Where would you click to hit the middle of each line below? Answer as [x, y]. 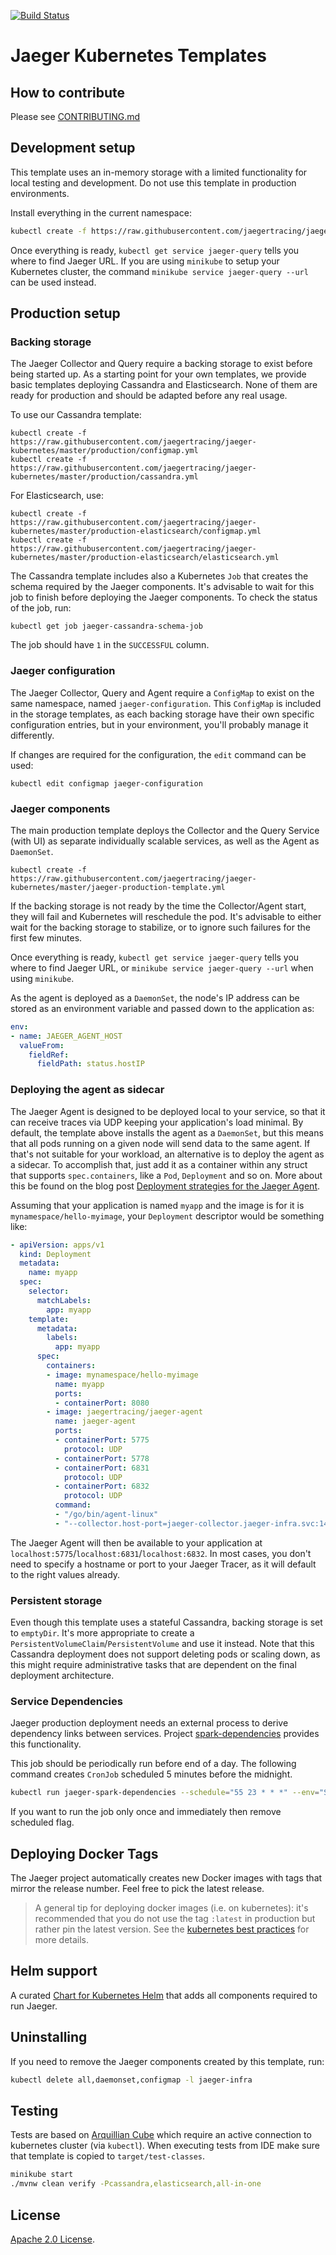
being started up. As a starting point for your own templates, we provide [158, 374]
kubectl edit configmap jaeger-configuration [106, 783]
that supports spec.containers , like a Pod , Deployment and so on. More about [166, 1175]
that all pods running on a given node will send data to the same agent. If [160, 1143]
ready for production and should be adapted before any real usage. [149, 396]
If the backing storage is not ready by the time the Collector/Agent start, [158, 906]
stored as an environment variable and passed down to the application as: [162, 1008]
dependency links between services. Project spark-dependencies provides [165, 1734]
